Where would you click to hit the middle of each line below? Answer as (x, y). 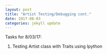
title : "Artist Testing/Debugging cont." (48, 14)
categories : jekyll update (33, 23)
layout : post (18, 9)
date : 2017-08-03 (23, 18)
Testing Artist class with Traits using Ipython (57, 46)
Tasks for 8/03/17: (23, 37)
